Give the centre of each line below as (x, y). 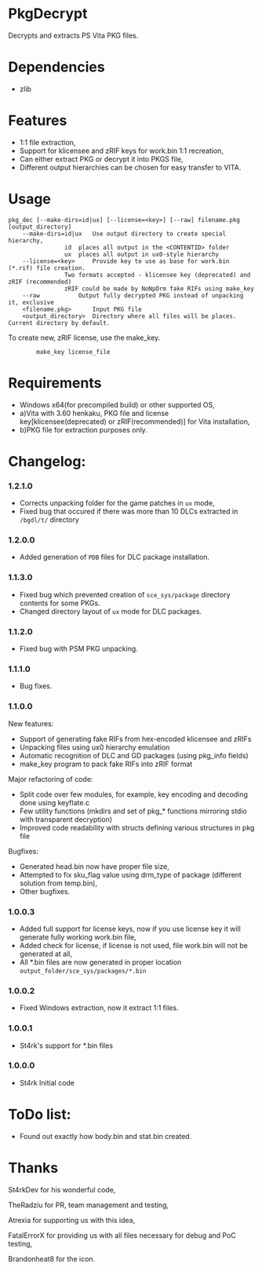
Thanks (33, 1168)
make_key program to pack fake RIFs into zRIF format (106, 764)
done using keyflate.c (55, 802)
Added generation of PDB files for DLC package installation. (115, 557)
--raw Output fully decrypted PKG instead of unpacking (133, 295)
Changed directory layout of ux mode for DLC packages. (111, 611)
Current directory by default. (59, 323)
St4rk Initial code (47, 1082)
